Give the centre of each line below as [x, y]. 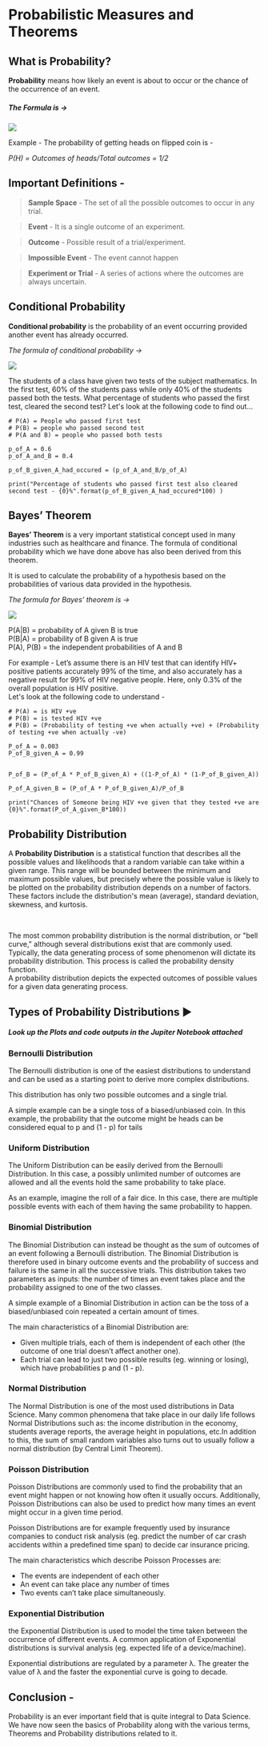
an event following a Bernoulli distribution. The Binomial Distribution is [124, 1253]
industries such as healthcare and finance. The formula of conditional [123, 543]
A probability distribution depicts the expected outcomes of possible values [133, 978]
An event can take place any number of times [94, 1584]
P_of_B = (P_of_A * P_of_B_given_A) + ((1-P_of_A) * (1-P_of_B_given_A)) [134, 774]
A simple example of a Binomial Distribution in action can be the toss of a [129, 1302]
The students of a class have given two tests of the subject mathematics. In [133, 380]
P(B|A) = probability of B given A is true [73, 639]
